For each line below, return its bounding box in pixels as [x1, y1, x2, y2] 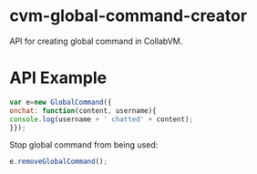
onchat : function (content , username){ [9, 106, 157, 115]
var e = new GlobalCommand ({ [9, 97, 112, 107]
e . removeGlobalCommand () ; [9, 157, 108, 167]
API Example [9, 67, 108, 88]
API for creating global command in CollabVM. [9, 36, 183, 46]
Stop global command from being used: [9, 139, 159, 150]
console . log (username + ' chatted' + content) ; [9, 115, 194, 124]
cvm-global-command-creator [9, 5, 248, 26]
